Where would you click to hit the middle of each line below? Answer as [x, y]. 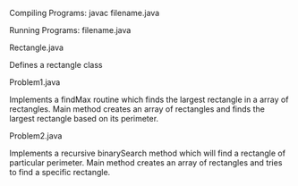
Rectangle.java [37, 47]
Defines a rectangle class [56, 65]
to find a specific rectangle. [60, 172]
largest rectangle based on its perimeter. [84, 118]
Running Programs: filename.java [70, 30]
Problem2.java [36, 136]
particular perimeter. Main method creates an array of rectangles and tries [146, 163]
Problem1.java [35, 82]
